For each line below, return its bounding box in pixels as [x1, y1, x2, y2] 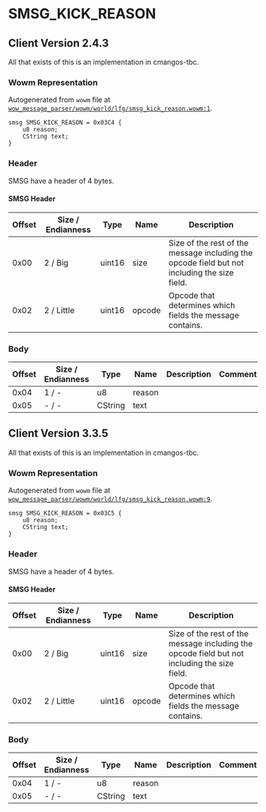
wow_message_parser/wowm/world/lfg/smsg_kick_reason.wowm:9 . [8, 494, 213, 504]
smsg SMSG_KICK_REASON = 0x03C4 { [8, 119, 123, 127]
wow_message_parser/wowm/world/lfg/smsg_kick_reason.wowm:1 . [8, 104, 213, 113]
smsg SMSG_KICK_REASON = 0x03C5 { [8, 509, 123, 517]
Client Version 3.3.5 [8, 427, 108, 440]
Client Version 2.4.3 [8, 36, 109, 50]
